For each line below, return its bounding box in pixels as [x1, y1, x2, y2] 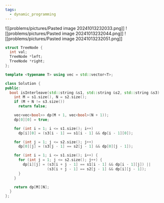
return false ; [18, 104, 48, 109]
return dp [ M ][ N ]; [14, 184, 50, 189]
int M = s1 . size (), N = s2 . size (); [14, 95, 87, 100]
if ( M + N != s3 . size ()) [14, 99, 65, 104]
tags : [5, 7, 16, 12]
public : [5, 85, 21, 91]
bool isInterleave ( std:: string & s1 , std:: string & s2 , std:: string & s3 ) [9, 90, 160, 95]
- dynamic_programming [9, 12, 56, 17]
